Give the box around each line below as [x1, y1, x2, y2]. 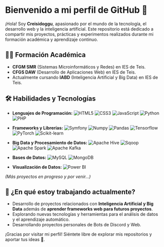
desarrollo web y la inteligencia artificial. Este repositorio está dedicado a [5, 26, 154, 32]
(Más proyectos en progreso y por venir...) [5, 174, 91, 179]
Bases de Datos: [12, 154, 47, 160]
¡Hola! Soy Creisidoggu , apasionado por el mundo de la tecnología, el [5, 21, 147, 27]
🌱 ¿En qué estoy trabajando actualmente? [5, 187, 135, 196]
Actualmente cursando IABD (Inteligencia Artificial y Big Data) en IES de [12, 74, 159, 80]
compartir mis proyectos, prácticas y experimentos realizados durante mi [5, 31, 154, 37]
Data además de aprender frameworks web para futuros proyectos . [12, 206, 153, 212]
